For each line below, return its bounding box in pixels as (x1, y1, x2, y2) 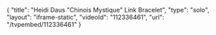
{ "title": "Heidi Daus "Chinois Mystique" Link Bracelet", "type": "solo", (6, 6, 210, 14)
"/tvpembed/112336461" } (6, 21, 82, 28)
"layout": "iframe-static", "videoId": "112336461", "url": (6, 13, 165, 21)
